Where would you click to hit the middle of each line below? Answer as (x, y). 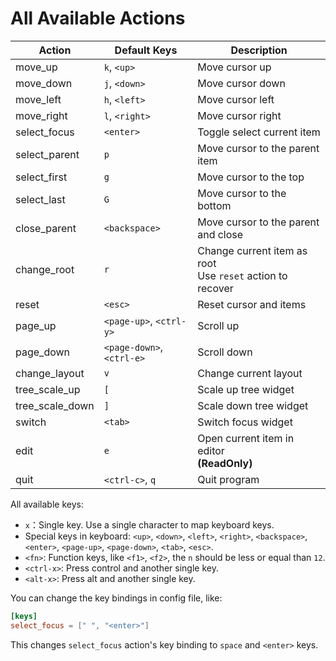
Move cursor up (234, 67)
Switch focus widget (245, 422)
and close (220, 234)
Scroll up (218, 325)
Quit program (228, 479)
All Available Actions (98, 18)
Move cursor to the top (251, 177)
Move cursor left (236, 99)
